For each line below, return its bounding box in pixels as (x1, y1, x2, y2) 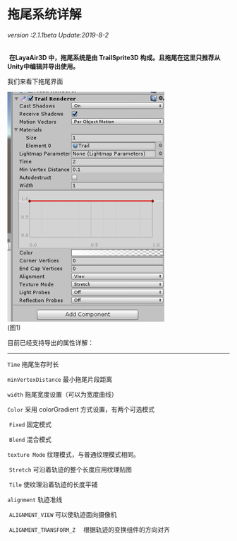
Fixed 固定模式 (8, 420, 51, 429)
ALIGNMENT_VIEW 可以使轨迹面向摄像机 (8, 511, 118, 519)
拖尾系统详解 (7, 6, 83, 23)
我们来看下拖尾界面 (7, 77, 63, 86)
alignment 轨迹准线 (7, 496, 63, 504)
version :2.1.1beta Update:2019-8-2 (7, 30, 109, 39)
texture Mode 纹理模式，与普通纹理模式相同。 (7, 450, 140, 459)
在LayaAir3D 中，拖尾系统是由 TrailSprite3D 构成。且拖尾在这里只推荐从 (8, 54, 221, 62)
